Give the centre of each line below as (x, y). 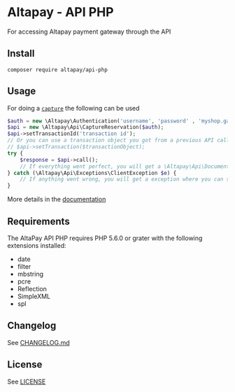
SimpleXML (34, 296)
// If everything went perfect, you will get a (90, 166)
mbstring (30, 274)
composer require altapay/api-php (58, 70)
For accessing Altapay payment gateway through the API (89, 31)
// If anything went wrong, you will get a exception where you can (122, 179)
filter (24, 266)
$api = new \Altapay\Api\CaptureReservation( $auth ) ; (86, 127)
